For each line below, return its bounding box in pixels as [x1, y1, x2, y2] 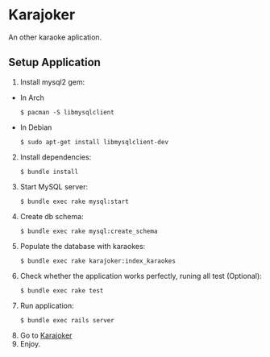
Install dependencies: [19, 152, 92, 162]
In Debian [19, 122, 52, 132]
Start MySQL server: [19, 181, 89, 191]
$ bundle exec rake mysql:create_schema [19, 227, 158, 235]
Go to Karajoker [19, 330, 73, 340]
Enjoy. [19, 338, 41, 348]
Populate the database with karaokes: [19, 241, 146, 251]
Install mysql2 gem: [19, 77, 85, 86]
